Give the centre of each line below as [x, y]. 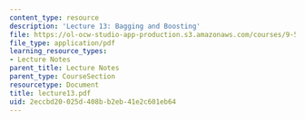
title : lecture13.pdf [50, 93]
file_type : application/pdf [63, 43]
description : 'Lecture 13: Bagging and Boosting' [105, 26]
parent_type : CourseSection [63, 77]
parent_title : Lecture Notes [64, 69]
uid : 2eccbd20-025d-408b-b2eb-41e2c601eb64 [93, 102]
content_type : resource [54, 18]
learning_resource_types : [58, 51]
